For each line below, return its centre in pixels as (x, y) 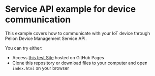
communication (38, 19)
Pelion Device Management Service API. (46, 38)
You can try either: (24, 48)
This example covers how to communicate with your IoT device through (77, 33)
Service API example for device (71, 9)
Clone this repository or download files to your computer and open (80, 63)
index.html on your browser (41, 68)
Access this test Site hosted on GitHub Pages (58, 57)
